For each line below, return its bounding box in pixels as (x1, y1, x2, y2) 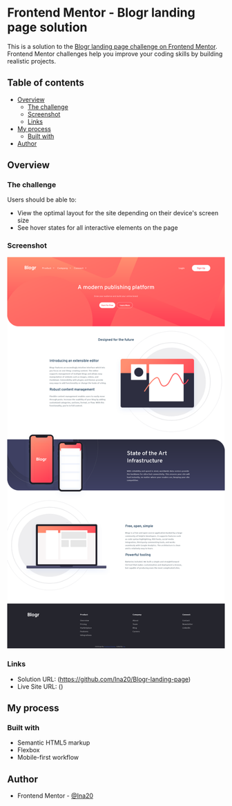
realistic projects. (7, 57, 57, 65)
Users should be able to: (7, 195, 77, 204)
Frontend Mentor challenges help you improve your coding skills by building (7, 50, 223, 58)
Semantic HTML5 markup (17, 738, 90, 747)
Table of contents (7, 77, 84, 89)
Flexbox (17, 746, 40, 754)
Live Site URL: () (17, 682, 64, 691)
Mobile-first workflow (17, 754, 79, 762)
